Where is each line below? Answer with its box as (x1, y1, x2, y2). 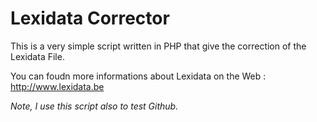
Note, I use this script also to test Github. (10, 100, 179, 112)
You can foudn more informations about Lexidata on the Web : (10, 70, 267, 82)
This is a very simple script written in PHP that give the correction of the (10, 40, 307, 52)
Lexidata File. (10, 50, 65, 62)
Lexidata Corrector (10, 7, 170, 30)
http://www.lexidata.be (10, 80, 105, 92)
